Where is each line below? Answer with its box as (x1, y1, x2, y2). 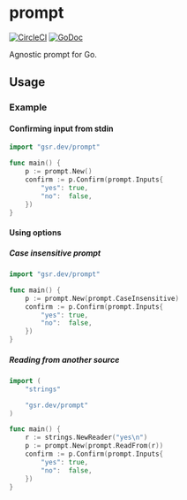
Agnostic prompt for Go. (9, 49, 97, 59)
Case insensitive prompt (9, 247, 101, 258)
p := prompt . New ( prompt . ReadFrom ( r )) (25, 442, 164, 450)
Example (9, 101, 48, 113)
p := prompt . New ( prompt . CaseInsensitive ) (25, 294, 179, 303)
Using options (9, 227, 62, 238)
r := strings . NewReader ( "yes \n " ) (25, 433, 148, 442)
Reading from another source (9, 354, 120, 365)
